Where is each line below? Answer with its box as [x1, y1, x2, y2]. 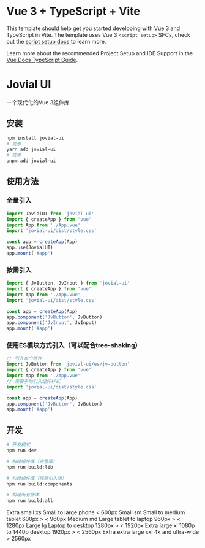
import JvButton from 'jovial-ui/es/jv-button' [6, 361, 130, 368]
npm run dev [6, 447, 37, 453]
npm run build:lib [6, 464, 53, 470]
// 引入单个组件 [6, 355, 42, 361]
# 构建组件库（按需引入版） [6, 475, 67, 481]
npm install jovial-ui [6, 135, 64, 141]
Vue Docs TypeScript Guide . [6, 56, 78, 63]
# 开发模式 [6, 442, 31, 448]
